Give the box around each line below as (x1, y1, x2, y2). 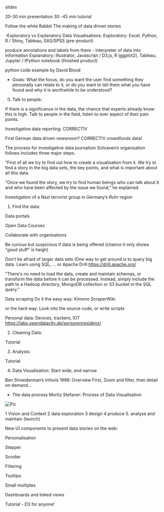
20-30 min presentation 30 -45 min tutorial (5, 14, 92, 19)
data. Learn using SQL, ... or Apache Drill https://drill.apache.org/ (5, 261, 136, 267)
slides (5, 4, 17, 10)
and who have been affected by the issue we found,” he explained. (5, 185, 140, 190)
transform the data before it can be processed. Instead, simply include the (5, 276, 155, 282)
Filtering (5, 464, 22, 469)
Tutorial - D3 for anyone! (5, 501, 55, 507)
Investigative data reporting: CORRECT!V (5, 126, 88, 132)
